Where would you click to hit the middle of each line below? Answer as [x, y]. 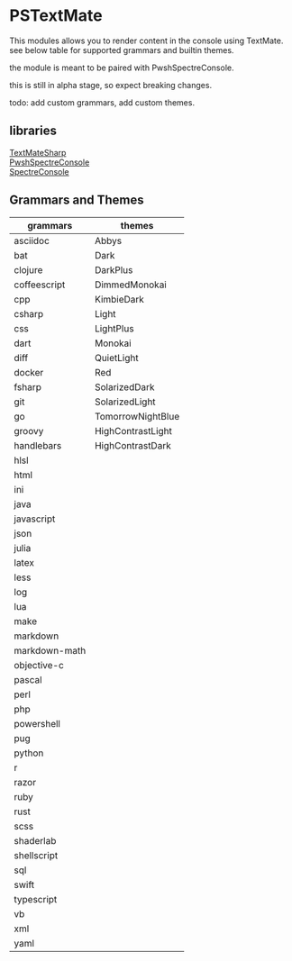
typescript [36, 899]
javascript [35, 519]
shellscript [36, 855]
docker [29, 372]
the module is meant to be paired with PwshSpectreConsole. [122, 68]
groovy [29, 431]
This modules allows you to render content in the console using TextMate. [146, 41]
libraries [33, 131]
